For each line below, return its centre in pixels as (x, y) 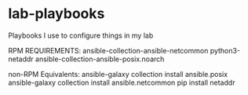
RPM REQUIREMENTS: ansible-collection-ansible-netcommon (108, 50)
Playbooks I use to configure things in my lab (81, 35)
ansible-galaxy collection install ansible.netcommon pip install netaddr (122, 82)
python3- (225, 50)
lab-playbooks (57, 14)
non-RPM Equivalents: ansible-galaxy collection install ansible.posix (118, 74)
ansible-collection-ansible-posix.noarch (100, 59)
